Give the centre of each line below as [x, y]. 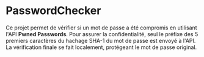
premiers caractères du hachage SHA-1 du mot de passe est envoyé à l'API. [101, 40]
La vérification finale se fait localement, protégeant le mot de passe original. [101, 47]
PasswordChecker [53, 11]
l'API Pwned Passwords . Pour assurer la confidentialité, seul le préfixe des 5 [102, 34]
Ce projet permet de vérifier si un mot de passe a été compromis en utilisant [101, 28]
